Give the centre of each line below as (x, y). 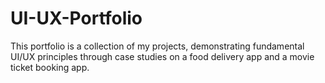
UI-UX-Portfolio (76, 18)
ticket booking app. (50, 67)
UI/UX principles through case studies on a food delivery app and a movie (162, 56)
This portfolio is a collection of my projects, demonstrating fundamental (157, 46)
